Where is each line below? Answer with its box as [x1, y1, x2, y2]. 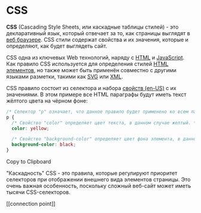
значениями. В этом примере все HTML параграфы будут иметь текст [6, 91, 187, 98]
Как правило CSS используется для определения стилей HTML [6, 60, 169, 67]
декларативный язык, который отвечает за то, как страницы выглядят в [6, 29, 190, 36]
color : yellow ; [11, 125, 50, 131]
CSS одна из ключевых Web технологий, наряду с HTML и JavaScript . [6, 54, 185, 61]
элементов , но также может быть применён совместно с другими [6, 66, 176, 73]
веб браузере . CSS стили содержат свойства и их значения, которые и [6, 36, 188, 43]
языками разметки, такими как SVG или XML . [6, 73, 123, 80]
